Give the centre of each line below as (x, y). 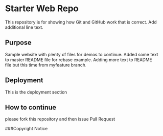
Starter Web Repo (42, 9)
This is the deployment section (36, 92)
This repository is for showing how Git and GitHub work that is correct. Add (81, 22)
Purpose (18, 43)
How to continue (31, 107)
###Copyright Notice (26, 129)
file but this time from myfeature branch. (46, 65)
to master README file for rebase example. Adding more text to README (79, 60)
